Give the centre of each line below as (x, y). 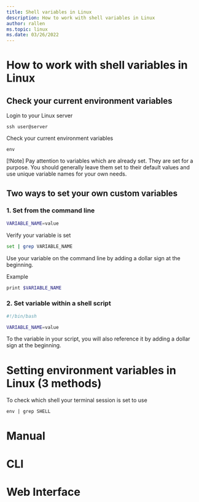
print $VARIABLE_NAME (34, 288)
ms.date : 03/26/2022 (33, 35)
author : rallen (26, 23)
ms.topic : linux (27, 29)
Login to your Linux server (40, 116)
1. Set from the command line (51, 210)
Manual (26, 436)
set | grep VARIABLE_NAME (39, 246)
